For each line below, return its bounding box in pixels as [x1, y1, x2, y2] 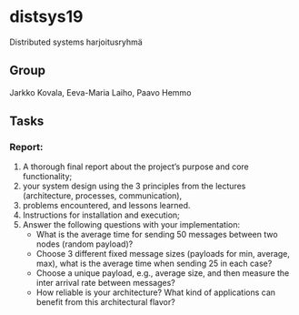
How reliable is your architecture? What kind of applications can [35, 287, 275, 298]
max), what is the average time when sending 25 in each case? [35, 258, 273, 269]
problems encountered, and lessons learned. [22, 200, 191, 211]
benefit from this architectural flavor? [35, 297, 175, 308]
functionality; [22, 171, 73, 182]
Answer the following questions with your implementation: [22, 219, 241, 230]
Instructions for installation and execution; [22, 209, 180, 220]
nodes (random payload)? [35, 239, 134, 249]
